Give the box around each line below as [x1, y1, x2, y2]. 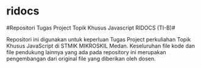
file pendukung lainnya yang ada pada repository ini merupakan [6, 48, 166, 55]
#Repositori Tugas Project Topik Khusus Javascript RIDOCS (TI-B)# [6, 24, 175, 31]
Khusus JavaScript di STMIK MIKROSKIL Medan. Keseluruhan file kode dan [6, 42, 196, 49]
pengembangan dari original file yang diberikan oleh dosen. [6, 55, 157, 62]
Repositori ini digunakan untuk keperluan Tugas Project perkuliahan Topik [6, 36, 191, 43]
